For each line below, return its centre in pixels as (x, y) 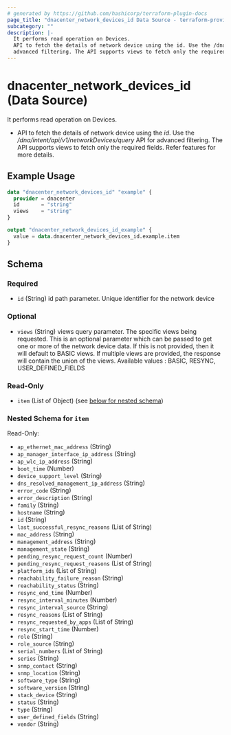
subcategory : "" (30, 26)
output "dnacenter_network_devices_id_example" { (80, 230)
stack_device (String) (47, 695)
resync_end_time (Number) (55, 593)
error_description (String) (55, 498)
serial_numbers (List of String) (60, 651)
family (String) (38, 505)
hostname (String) (41, 512)
